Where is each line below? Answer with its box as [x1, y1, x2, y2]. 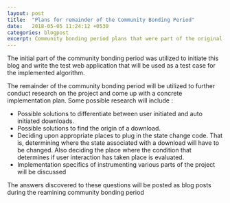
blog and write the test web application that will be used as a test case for [7, 62, 216, 70]
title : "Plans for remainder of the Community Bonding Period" [7, 16, 195, 23]
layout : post [7, 10, 45, 17]
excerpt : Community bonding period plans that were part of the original [7, 36, 223, 42]
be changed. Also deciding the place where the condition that [16, 146, 192, 154]
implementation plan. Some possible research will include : [7, 96, 174, 105]
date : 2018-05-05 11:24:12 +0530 [7, 23, 109, 29]
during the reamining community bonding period [7, 189, 144, 197]
